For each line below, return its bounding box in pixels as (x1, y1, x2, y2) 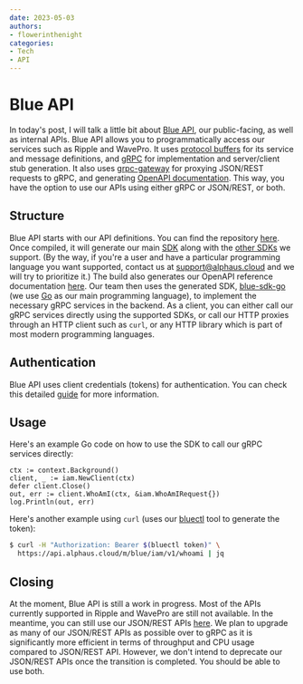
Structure (9, 208, 65, 224)
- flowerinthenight (9, 30, 83, 39)
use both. (9, 665, 45, 676)
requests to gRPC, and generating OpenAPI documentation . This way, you (9, 172, 285, 183)
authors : (9, 22, 43, 31)
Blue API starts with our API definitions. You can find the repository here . (9, 232, 280, 243)
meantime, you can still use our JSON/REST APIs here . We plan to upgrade (9, 617, 289, 628)
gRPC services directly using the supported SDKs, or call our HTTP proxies (9, 309, 289, 320)
